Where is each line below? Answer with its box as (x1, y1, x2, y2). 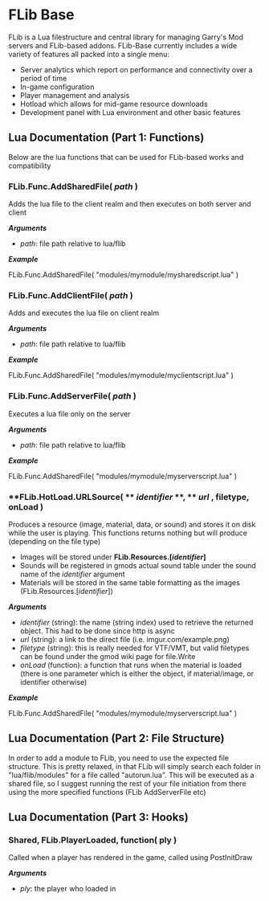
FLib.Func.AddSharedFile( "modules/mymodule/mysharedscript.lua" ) (8, 270, 239, 280)
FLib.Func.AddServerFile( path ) (8, 391, 137, 402)
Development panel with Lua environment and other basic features (19, 107, 241, 117)
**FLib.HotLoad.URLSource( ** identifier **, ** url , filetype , (8, 491, 250, 502)
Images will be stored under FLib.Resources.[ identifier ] (19, 552, 206, 562)
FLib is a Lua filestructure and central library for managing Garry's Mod (8, 32, 243, 42)
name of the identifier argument (19, 569, 126, 579)
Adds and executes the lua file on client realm (8, 308, 159, 318)
